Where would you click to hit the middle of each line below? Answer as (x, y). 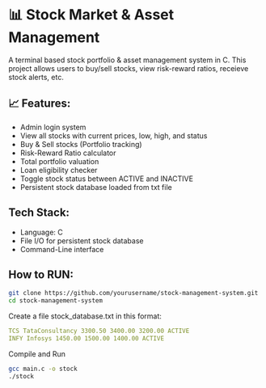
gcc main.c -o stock (43, 369)
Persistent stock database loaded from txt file (96, 187)
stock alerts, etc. (36, 77)
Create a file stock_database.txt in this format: (85, 316)
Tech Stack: (39, 213)
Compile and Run (37, 354)
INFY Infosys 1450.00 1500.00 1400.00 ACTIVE (86, 339)
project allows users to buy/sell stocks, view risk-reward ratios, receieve (129, 68)
